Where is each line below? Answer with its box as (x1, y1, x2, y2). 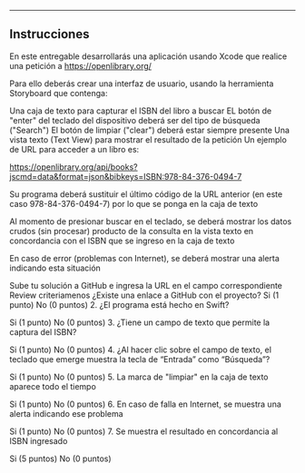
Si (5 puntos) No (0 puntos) (9, 453, 112, 464)
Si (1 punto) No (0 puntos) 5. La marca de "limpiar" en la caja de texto (9, 371, 270, 382)
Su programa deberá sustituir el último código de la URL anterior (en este (9, 188, 283, 200)
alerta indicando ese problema (9, 408, 124, 419)
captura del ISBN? (9, 326, 77, 337)
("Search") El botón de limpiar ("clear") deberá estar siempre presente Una (9, 124, 290, 135)
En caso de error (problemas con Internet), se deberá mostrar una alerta (9, 252, 280, 263)
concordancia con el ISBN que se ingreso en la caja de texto (9, 235, 235, 246)
